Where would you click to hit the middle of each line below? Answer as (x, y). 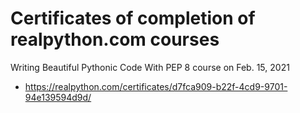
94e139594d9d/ (58, 97)
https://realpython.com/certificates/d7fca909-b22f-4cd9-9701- (156, 86)
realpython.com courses (115, 39)
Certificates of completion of (133, 18)
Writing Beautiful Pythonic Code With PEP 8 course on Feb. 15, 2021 (150, 67)
